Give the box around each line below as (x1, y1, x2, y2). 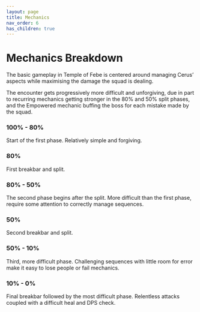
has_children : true (6, 25, 55, 32)
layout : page (6, 8, 39, 15)
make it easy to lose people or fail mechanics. (6, 264, 120, 271)
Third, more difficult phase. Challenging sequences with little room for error (6, 257, 193, 265)
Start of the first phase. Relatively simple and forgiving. (6, 137, 142, 144)
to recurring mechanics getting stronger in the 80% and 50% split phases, (6, 95, 190, 103)
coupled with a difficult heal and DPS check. (6, 299, 116, 306)
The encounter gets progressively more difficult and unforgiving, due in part (6, 89, 195, 97)
